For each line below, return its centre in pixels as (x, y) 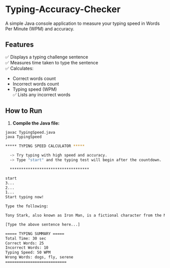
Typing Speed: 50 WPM (28, 253)
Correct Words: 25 (25, 243)
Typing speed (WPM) (35, 89)
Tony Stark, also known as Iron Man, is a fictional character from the (83, 216)
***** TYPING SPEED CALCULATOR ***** (45, 146)
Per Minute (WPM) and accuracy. (40, 28)
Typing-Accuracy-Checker (63, 9)
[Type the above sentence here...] (43, 224)
